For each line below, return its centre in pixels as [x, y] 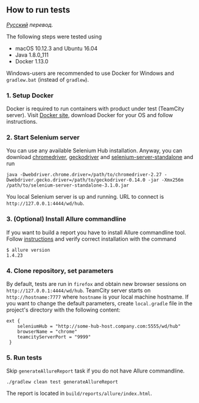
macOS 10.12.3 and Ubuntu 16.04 [56, 48]
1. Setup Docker [30, 95]
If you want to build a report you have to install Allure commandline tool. [96, 232]
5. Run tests [24, 357]
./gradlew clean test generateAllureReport [62, 382]
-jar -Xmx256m [166, 180]
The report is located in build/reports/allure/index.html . [79, 393]
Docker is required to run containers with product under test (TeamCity [95, 109]
